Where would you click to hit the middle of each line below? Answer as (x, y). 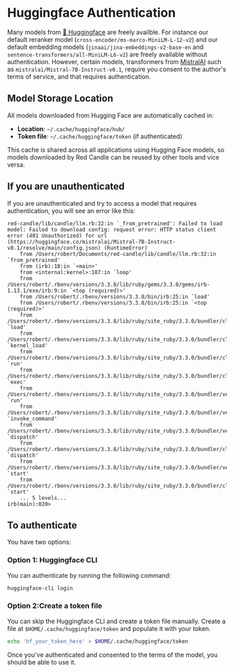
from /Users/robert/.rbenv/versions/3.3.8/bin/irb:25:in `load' (115, 297)
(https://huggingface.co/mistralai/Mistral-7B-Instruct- (92, 242)
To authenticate (42, 525)
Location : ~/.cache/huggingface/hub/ (71, 129)
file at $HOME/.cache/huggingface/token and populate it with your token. (109, 628)
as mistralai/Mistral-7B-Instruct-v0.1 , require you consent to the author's (117, 69)
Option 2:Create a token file (55, 606)
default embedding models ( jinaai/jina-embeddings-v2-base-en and (106, 47)
